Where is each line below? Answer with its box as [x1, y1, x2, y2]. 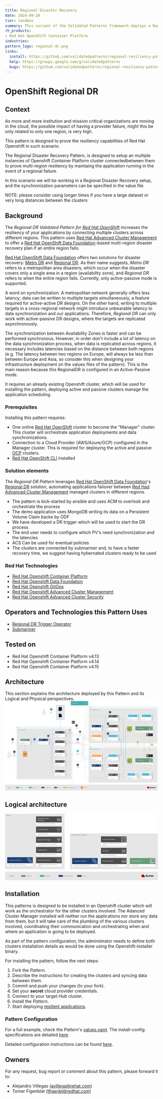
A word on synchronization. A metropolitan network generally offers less [5, 290, 150, 296]
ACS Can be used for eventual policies [12, 540, 89, 546]
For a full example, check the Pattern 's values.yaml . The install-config [5, 1027, 145, 1033]
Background [5, 211, 43, 220]
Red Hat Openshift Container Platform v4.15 [12, 663, 99, 669]
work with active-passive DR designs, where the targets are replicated [5, 316, 146, 322]
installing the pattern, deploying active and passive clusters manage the [5, 386, 149, 392]
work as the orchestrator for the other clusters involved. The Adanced [5, 908, 145, 913]
